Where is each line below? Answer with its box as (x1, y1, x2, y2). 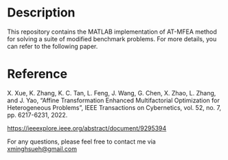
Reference (7, 67, 67, 82)
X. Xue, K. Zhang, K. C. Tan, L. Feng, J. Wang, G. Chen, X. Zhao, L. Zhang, (7, 89, 216, 97)
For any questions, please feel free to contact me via (7, 137, 156, 146)
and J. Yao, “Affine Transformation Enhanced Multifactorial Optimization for (7, 96, 220, 104)
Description (7, 5, 76, 21)
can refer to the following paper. (7, 42, 98, 50)
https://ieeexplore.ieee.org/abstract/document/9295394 (7, 124, 167, 132)
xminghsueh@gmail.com (7, 144, 78, 152)
